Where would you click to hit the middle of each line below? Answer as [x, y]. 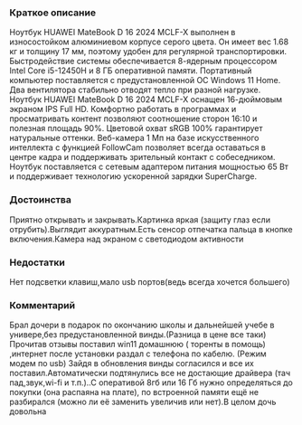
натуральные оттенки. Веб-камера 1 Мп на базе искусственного [134, 138]
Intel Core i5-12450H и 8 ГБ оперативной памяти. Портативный [131, 71]
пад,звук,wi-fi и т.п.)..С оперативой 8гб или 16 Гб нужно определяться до [151, 382]
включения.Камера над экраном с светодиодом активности [127, 239]
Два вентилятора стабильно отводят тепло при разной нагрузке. [135, 90]
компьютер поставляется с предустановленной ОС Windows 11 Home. [145, 80]
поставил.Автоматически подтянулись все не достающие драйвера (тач [150, 373]
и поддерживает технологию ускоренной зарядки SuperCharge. [133, 176]
